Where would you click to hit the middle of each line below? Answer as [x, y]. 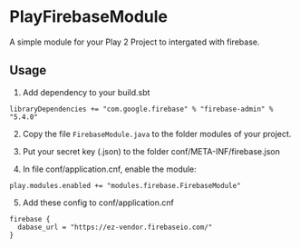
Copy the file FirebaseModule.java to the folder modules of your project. [157, 134]
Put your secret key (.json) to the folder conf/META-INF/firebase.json [151, 151]
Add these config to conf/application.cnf [98, 203]
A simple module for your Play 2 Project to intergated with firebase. [135, 42]
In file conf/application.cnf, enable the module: [109, 169]
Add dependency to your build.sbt [86, 92]
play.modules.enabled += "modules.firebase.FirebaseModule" [126, 185]
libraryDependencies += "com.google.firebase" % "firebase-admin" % [141, 109]
